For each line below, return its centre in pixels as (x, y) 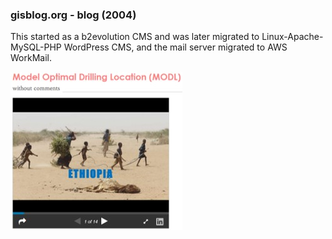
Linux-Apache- (292, 37)
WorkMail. (31, 58)
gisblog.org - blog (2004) (73, 15)
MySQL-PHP (36, 47)
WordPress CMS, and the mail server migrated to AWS (175, 47)
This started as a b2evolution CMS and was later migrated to (135, 37)
